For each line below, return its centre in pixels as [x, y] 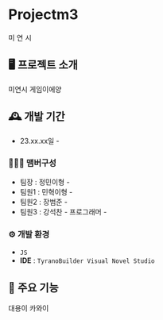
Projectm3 [43, 15]
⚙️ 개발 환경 [29, 234]
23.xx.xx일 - [39, 141]
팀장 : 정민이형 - [45, 182]
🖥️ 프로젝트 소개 [43, 65]
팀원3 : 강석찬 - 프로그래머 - [63, 211]
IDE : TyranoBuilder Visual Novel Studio [87, 260]
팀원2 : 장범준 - [44, 202]
